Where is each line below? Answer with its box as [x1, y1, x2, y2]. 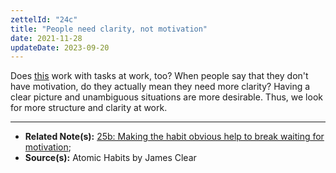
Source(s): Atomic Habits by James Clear [24, 152, 197, 164]
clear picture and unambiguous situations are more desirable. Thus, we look [10, 91, 323, 103]
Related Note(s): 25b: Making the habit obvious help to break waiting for [24, 131, 325, 143]
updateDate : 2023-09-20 [10, 42, 110, 53]
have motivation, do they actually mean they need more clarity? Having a [10, 81, 311, 93]
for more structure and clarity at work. [10, 102, 168, 114]
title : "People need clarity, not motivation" [10, 24, 208, 34]
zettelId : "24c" [10, 14, 78, 25]
